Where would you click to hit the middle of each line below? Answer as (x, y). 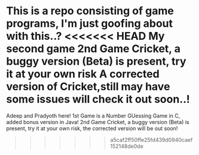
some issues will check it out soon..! (98, 99)
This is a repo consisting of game (90, 11)
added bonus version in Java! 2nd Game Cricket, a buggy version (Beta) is (98, 122)
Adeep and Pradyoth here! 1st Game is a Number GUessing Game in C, (93, 116)
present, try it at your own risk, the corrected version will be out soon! (92, 128)
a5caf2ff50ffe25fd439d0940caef (151, 140)
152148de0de (127, 146)
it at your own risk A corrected (83, 74)
